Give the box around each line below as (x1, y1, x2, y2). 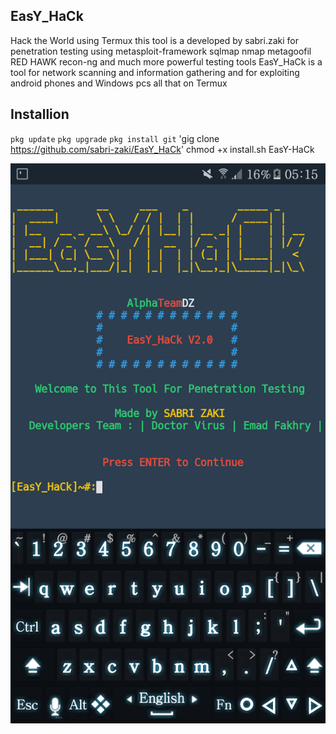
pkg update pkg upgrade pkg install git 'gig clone (10, 132, 220, 144)
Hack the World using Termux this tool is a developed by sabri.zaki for (10, 34, 299, 46)
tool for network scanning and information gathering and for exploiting (10, 66, 300, 78)
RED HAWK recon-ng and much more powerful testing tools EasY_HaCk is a (10, 55, 323, 68)
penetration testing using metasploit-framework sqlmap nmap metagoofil (10, 45, 312, 57)
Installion (10, 106, 70, 123)
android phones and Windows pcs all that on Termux (10, 77, 228, 89)
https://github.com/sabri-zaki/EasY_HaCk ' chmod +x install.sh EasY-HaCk (10, 143, 315, 155)
